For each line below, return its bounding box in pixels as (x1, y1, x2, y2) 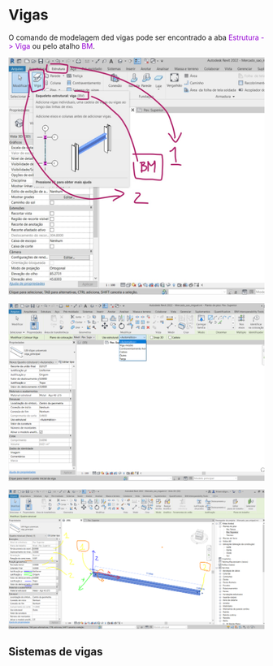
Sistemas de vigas (8, 644, 103, 659)
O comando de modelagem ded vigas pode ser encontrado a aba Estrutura (8, 32, 260, 42)
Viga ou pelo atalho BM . (15, 41, 95, 50)
